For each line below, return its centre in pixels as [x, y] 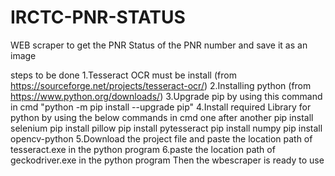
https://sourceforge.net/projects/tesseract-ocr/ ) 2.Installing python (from [161, 85]
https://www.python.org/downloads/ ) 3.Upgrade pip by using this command [166, 96]
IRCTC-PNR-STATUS [98, 17]
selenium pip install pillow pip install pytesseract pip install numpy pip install [166, 128]
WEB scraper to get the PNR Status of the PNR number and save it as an [159, 45]
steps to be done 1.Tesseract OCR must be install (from [123, 75]
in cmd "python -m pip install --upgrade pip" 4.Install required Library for [161, 107]
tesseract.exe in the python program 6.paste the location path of [143, 149]
